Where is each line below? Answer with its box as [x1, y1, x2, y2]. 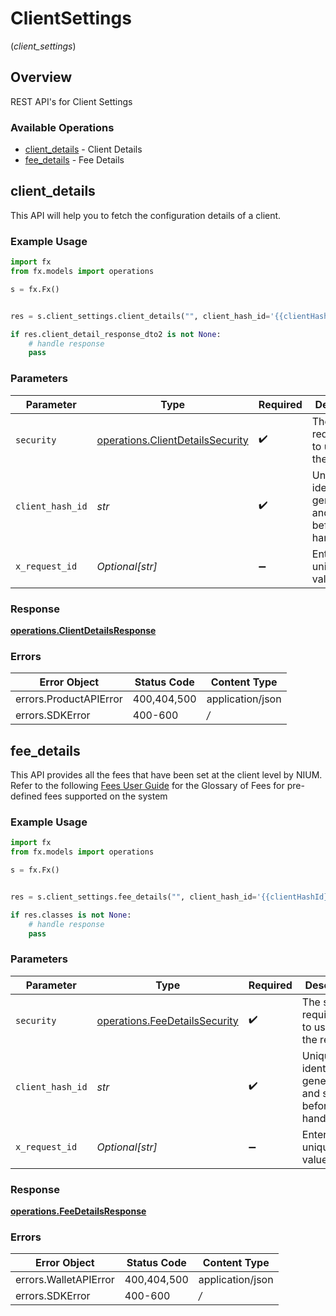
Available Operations [10, 120, 115, 134]
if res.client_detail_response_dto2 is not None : [10, 329, 222, 339]
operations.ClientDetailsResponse [10, 624, 157, 636]
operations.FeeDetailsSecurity [96, 1013, 239, 1027]
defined [10, 790, 43, 802]
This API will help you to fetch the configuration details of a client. [10, 209, 282, 221]
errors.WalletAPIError [15, 1273, 115, 1287]
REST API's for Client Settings [10, 95, 133, 107]
